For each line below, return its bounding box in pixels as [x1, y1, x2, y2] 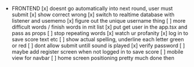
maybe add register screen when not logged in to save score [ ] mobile [11, 48, 183, 55]
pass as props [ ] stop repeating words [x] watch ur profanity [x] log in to [11, 30, 189, 37]
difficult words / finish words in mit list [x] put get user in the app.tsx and [11, 23, 188, 30]
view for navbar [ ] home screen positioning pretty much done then [11, 55, 175, 61]
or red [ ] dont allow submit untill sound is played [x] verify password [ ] [11, 42, 185, 49]
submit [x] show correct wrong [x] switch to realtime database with [11, 11, 175, 18]
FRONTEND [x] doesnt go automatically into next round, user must [11, 5, 173, 12]
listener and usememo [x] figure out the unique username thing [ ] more [11, 17, 186, 24]
